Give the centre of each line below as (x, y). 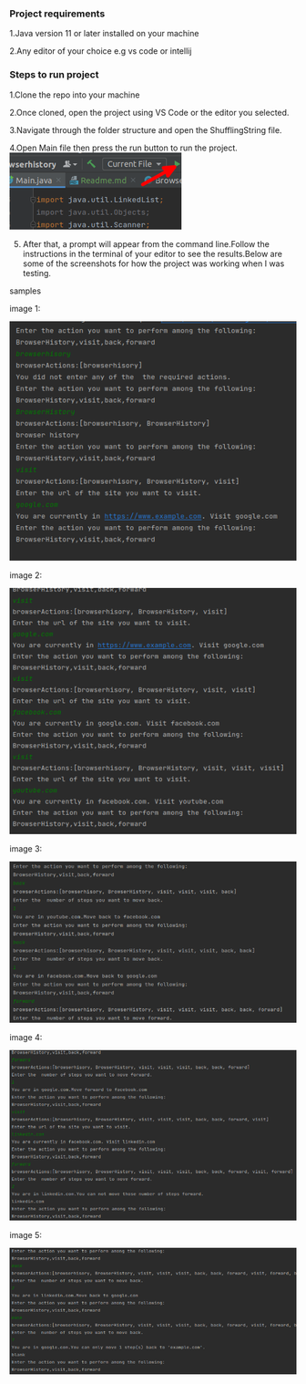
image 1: (25, 308)
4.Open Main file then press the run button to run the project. (124, 148)
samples (25, 291)
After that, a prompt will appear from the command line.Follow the (146, 243)
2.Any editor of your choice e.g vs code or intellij (101, 51)
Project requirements (57, 14)
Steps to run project (54, 75)
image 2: (26, 575)
